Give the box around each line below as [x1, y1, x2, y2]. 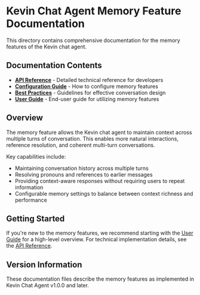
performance [14, 196, 48, 203]
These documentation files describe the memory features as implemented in [6, 275, 195, 282]
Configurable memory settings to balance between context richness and [14, 190, 193, 197]
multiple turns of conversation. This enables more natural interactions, [6, 135, 179, 142]
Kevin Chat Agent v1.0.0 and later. [6, 282, 90, 289]
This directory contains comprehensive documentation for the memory [6, 37, 180, 44]
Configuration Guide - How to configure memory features [14, 83, 158, 90]
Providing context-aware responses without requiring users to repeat [14, 177, 185, 184]
